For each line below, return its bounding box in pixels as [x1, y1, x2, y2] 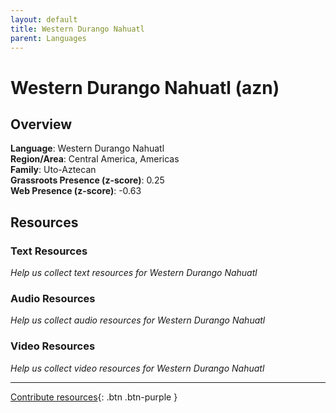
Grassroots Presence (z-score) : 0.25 [10, 174, 165, 186]
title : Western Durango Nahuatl [10, 24, 145, 34]
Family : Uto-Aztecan [10, 164, 97, 176]
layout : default [10, 14, 78, 25]
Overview [10, 116, 73, 133]
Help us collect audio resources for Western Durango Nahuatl [10, 314, 266, 326]
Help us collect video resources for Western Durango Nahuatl [10, 362, 265, 374]
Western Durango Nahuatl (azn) [10, 76, 280, 99]
